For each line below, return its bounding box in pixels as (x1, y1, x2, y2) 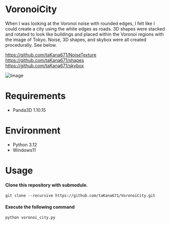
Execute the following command (5, 204, 75, 210)
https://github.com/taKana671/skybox (5, 62, 84, 69)
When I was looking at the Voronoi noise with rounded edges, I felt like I (5, 20, 155, 26)
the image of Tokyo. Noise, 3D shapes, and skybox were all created (5, 37, 147, 43)
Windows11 (12, 147, 37, 153)
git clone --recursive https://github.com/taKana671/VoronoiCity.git (5, 193, 156, 199)
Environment (5, 125, 61, 137)
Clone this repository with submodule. (5, 182, 88, 188)
